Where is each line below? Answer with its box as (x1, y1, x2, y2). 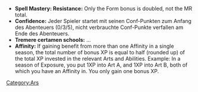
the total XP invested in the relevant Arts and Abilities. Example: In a (14, 55, 181, 62)
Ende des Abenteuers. (14, 30, 70, 37)
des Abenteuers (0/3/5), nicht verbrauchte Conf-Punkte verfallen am (14, 24, 183, 31)
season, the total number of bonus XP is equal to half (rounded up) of (14, 49, 186, 55)
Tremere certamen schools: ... (14, 37, 91, 43)
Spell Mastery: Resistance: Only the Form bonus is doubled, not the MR (14, 5, 193, 12)
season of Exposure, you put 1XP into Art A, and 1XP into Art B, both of (14, 61, 188, 68)
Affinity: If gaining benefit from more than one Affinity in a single (14, 42, 174, 50)
